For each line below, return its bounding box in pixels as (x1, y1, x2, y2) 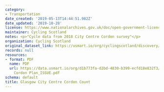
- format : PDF (5, 57, 34, 62)
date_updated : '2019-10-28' (5, 20, 62, 26)
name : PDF (9, 61, 29, 66)
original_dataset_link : (5, 43, 54, 48)
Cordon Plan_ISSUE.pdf (14, 71, 60, 75)
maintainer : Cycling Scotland (5, 30, 67, 35)
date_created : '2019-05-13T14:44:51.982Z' (5, 16, 93, 21)
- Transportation (5, 12, 41, 17)
